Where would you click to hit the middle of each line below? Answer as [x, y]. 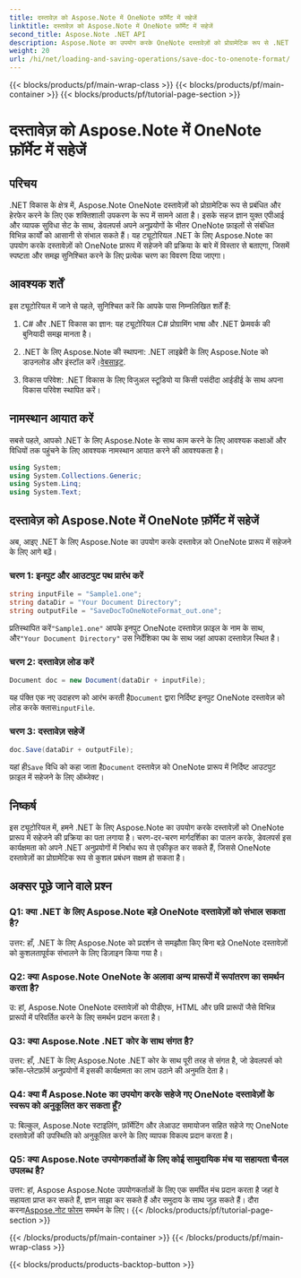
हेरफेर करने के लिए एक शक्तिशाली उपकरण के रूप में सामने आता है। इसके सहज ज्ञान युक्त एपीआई [147, 215]
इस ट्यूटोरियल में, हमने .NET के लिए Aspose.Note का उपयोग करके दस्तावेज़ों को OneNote [147, 828]
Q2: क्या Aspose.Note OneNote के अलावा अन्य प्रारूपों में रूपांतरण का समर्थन [147, 976]
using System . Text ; [46, 492]
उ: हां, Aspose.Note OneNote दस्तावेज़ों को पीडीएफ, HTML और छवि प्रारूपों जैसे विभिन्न [142, 1007]
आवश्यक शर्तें [36, 285]
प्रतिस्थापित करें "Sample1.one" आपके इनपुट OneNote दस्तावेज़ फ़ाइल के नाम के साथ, [138, 627]
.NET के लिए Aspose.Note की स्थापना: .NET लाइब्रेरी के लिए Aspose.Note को [145, 351]
